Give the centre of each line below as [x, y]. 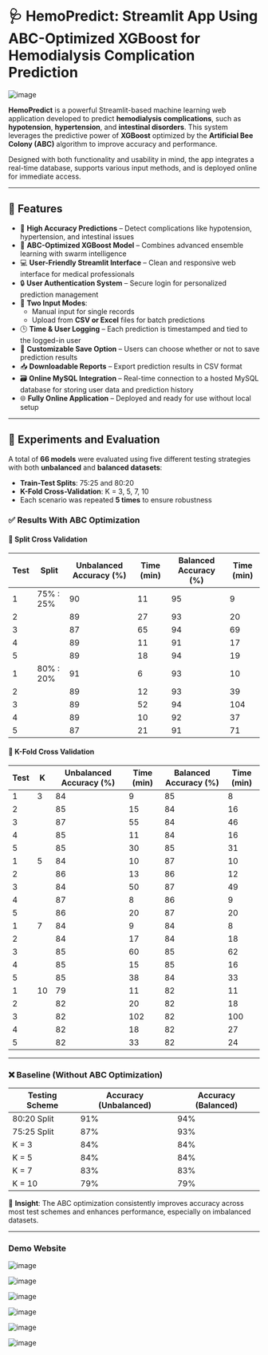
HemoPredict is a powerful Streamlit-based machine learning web [117, 110]
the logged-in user [50, 340]
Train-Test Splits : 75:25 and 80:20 [77, 483]
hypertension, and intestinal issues [77, 236]
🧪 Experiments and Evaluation [84, 440]
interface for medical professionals [77, 274]
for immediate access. [45, 176]
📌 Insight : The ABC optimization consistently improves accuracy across [126, 1203]
